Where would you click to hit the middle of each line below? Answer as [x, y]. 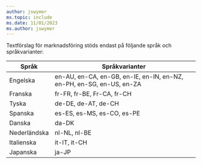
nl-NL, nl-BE [73, 133]
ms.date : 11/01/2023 [32, 23]
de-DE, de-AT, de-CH [87, 104]
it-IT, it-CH [71, 142]
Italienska [23, 142]
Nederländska [29, 133]
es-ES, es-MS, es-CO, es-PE [97, 113]
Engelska [22, 80]
